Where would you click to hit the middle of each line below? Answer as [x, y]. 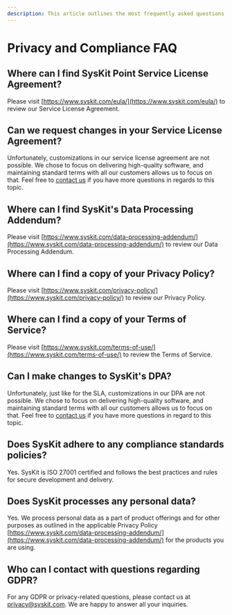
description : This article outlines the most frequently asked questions [116, 14]
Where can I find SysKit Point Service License [108, 74]
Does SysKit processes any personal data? [101, 501]
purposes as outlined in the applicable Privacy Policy [82, 525]
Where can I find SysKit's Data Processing [100, 209]
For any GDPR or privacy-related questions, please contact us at [99, 597]
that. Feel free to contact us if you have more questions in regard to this [109, 415]
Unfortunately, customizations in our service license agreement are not [108, 158]
